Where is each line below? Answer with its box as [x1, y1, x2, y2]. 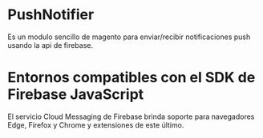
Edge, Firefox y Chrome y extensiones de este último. [7, 120, 184, 129]
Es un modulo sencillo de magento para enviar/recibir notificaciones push [7, 32, 251, 41]
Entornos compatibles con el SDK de [7, 69, 256, 87]
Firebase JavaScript [7, 85, 144, 104]
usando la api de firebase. [7, 40, 94, 49]
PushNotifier [7, 6, 95, 24]
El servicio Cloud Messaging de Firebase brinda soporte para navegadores [7, 112, 255, 121]
